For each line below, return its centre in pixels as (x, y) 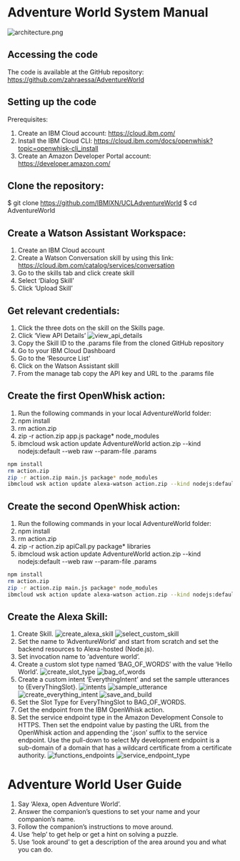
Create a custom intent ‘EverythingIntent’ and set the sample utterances (124, 680)
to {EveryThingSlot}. (47, 687)
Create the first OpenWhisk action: (86, 396)
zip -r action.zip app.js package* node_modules (88, 436)
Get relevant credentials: (64, 310)
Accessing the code (53, 55)
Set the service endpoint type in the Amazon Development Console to (120, 717)
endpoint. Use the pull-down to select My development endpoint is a (119, 740)
